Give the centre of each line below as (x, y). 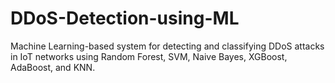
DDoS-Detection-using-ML (125, 18)
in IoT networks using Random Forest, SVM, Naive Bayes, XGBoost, (149, 56)
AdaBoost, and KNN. (53, 67)
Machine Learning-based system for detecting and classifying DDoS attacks (167, 46)
